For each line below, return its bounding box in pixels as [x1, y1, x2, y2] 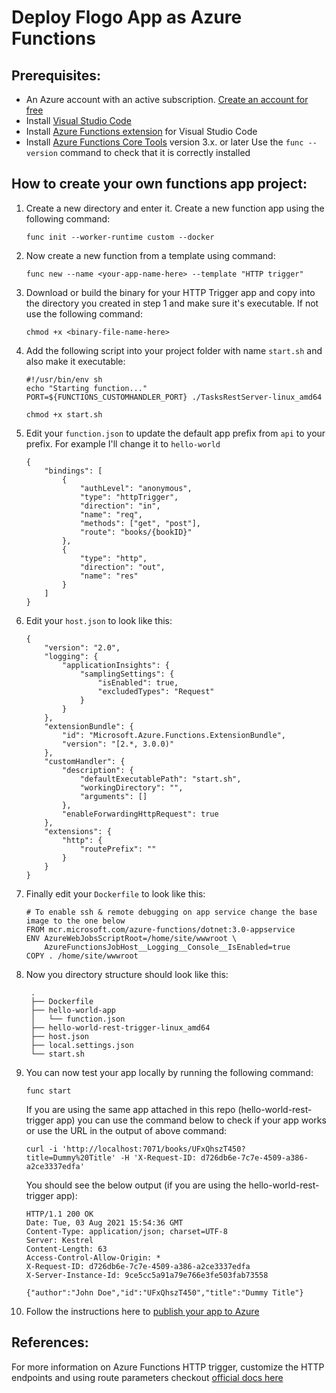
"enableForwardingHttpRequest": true [62, 809, 219, 819]
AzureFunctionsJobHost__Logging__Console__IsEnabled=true [44, 942, 291, 952]
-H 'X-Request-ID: [120, 1152, 197, 1163]
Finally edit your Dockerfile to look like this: [25, 887, 206, 900]
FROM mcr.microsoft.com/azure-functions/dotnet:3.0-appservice [25, 924, 296, 935]
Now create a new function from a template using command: [25, 249, 276, 261]
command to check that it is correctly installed [59, 147, 251, 158]
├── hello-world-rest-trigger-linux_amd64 [30, 1022, 211, 1033]
